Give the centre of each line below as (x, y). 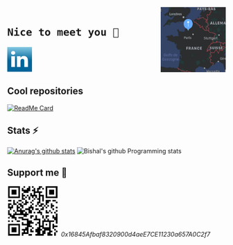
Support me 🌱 (37, 172)
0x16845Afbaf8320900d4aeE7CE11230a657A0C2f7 (136, 235)
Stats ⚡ (23, 131)
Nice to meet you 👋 (63, 32)
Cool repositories (45, 91)
